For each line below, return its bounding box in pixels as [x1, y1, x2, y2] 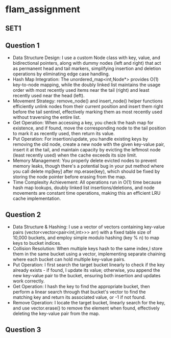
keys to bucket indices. [12, 240, 62, 246]
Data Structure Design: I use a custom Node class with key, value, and [12, 55, 161, 61]
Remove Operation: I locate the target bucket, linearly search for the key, [12, 300, 166, 306]
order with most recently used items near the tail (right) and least [12, 87, 150, 93]
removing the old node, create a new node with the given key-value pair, [12, 141, 165, 147]
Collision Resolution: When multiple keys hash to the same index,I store [12, 246, 163, 252]
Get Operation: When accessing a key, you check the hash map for [12, 120, 154, 126]
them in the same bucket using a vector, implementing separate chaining [12, 251, 166, 257]
